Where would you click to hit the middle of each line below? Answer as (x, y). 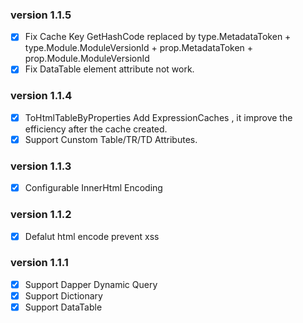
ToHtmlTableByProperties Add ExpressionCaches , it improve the (158, 117)
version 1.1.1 (39, 263)
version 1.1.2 (41, 215)
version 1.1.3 (41, 166)
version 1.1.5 (41, 15)
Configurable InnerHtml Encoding (93, 188)
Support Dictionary (63, 295)
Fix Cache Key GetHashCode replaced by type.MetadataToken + (158, 37)
